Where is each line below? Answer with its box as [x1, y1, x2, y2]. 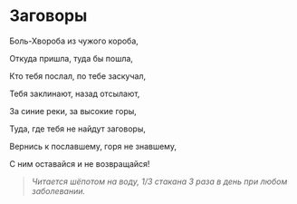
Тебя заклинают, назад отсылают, [9, 88, 140, 99]
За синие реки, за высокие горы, [9, 105, 138, 116]
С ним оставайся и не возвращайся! [9, 158, 150, 169]
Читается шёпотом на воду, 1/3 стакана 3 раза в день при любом [31, 176, 288, 187]
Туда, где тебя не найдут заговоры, [9, 123, 147, 134]
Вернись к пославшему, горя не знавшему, [9, 141, 177, 151]
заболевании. [31, 185, 86, 196]
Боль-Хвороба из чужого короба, [9, 35, 139, 46]
